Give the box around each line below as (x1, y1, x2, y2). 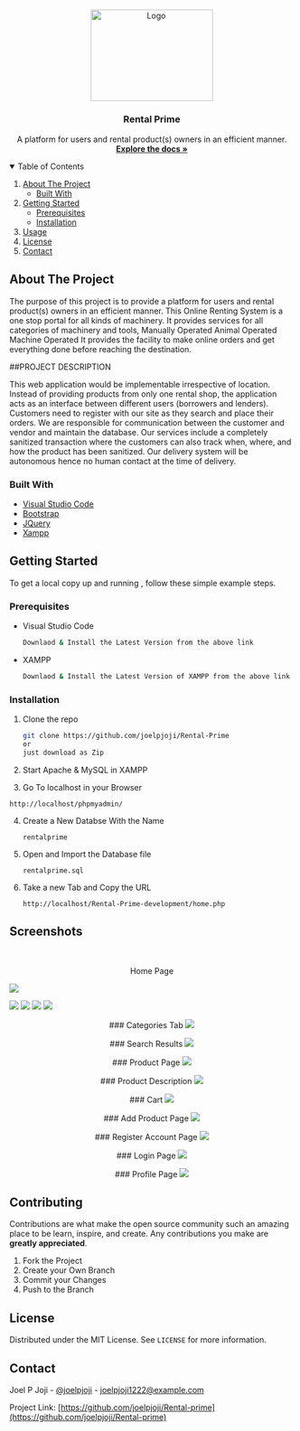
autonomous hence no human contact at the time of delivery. (9, 455, 237, 466)
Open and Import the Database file (22, 848, 152, 859)
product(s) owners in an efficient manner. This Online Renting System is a (9, 305, 283, 316)
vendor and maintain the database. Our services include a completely (9, 426, 268, 437)
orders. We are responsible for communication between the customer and (9, 416, 285, 428)
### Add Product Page (103, 1112, 190, 1124)
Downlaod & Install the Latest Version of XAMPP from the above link (22, 671, 291, 681)
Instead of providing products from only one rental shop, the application (9, 388, 277, 399)
